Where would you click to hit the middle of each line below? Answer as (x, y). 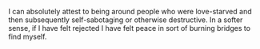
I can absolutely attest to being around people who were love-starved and (130, 11)
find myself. (28, 36)
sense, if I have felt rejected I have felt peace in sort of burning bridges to (129, 28)
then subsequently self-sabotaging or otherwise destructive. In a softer (126, 20)
